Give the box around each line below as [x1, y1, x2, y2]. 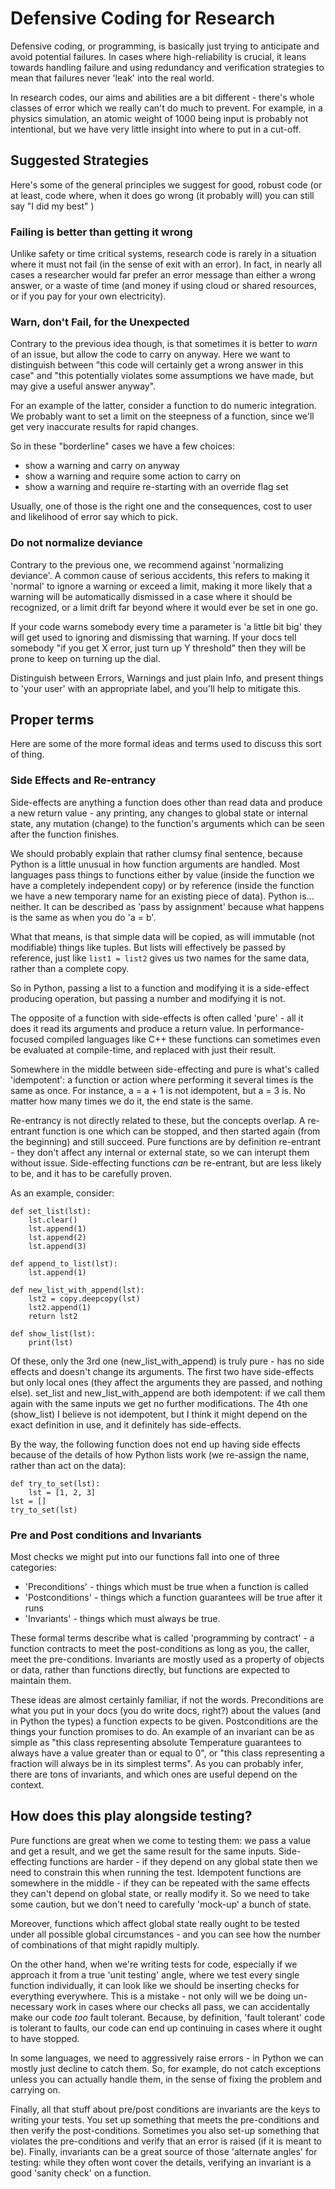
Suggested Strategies [10, 152, 149, 169]
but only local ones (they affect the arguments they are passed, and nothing [10, 1376, 323, 1388]
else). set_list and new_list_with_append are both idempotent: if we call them [10, 1387, 326, 1399]
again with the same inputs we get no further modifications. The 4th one [10, 1397, 309, 1409]
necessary [10, 2000, 54, 2012]
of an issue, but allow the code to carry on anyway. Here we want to [10, 348, 291, 361]
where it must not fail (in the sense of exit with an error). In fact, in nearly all [10, 258, 322, 271]
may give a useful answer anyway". [10, 380, 157, 392]
